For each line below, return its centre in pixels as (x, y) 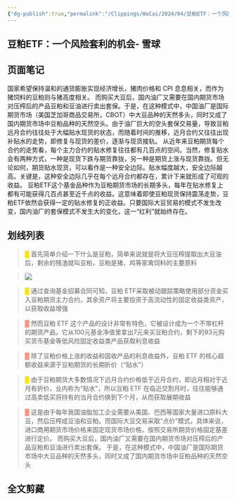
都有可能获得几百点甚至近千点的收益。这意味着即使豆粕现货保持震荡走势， (115, 193)
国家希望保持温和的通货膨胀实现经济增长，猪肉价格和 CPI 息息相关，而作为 (116, 88)
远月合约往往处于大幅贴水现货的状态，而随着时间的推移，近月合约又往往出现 (118, 132)
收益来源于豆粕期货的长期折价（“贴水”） (89, 364)
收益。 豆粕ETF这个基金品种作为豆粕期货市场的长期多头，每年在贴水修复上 (115, 185)
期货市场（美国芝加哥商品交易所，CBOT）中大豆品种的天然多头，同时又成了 (117, 115)
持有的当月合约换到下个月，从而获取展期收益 (126, 397)
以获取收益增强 (46, 308)
